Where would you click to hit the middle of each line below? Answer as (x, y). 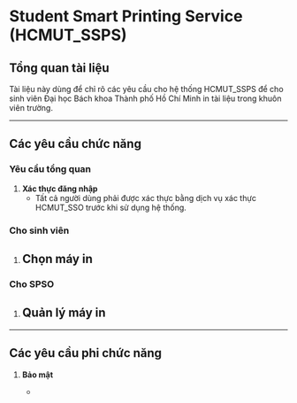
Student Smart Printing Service (126, 16)
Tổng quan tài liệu (59, 68)
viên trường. (31, 108)
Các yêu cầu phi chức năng (85, 353)
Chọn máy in (57, 259)
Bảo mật (38, 375)
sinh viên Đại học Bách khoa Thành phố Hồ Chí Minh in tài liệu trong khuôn (145, 98)
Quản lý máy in (64, 313)
